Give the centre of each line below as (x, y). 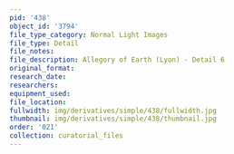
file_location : (38, 102)
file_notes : (32, 52)
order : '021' (34, 128)
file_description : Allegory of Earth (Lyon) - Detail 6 (117, 60)
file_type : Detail (44, 43)
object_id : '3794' (44, 26)
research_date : (38, 77)
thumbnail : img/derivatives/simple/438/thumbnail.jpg (113, 119)
